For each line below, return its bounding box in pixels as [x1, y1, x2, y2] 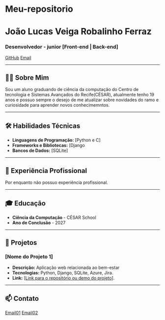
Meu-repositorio [5, 3, 74, 15]
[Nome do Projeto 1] [5, 253, 53, 260]
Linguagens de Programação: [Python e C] [12, 137, 101, 143]
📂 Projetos [5, 238, 37, 247]
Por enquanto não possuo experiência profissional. [5, 179, 108, 185]
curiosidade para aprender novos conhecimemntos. [5, 102, 110, 108]
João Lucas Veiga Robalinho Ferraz [5, 26, 152, 37]
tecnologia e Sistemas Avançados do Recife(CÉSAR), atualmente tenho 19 [5, 92, 155, 98]
